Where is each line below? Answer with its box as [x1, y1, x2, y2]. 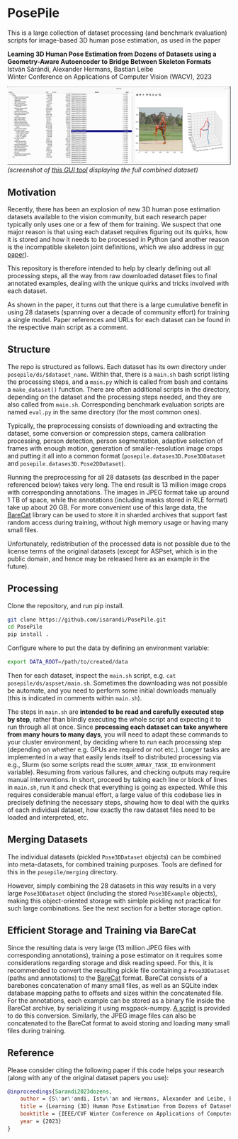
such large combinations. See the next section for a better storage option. [7, 903, 223, 913]
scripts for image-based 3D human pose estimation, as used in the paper [7, 35, 221, 44]
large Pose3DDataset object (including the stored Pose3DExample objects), [7, 888, 217, 897]
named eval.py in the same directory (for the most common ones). [7, 407, 202, 416]
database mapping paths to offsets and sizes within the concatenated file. [7, 989, 223, 997]
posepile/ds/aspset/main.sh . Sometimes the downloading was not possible [7, 679, 228, 688]
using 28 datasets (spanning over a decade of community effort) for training [7, 307, 230, 317]
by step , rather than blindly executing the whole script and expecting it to [7, 715, 222, 724]
